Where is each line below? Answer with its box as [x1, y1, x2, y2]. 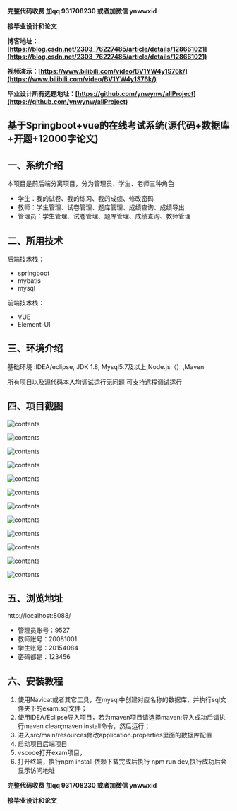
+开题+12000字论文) [7, 133, 99, 145]
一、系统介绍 [7, 159, 63, 171]
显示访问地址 [17, 766, 55, 775]
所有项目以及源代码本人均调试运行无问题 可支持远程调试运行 [7, 378, 182, 386]
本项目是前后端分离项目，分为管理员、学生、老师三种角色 [7, 180, 174, 188]
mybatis [17, 276, 41, 285]
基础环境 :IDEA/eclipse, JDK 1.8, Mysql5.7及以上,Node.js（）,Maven [7, 362, 205, 371]
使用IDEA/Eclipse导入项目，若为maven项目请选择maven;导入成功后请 [17, 713, 220, 722]
